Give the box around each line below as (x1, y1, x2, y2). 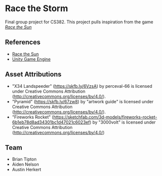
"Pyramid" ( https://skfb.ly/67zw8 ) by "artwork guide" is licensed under (12, 98, 154, 104)
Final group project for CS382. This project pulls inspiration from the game (5, 19, 153, 25)
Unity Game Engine (12, 56, 51, 62)
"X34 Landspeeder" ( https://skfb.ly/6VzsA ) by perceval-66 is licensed (12, 83, 152, 89)
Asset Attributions (5, 70, 62, 79)
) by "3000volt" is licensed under (89, 119, 156, 125)
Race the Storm (5, 3, 69, 14)
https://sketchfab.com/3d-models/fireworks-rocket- (53, 114, 157, 120)
